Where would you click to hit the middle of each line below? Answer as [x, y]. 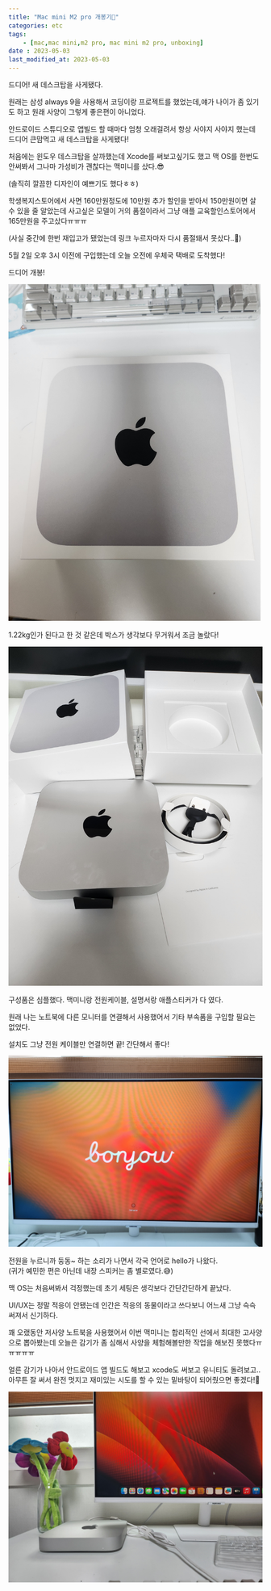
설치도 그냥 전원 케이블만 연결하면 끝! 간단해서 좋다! [89, 1044]
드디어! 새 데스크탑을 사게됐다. [56, 84]
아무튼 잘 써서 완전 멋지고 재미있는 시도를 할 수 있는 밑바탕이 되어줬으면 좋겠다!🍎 [134, 1379]
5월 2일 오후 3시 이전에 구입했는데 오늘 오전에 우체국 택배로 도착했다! [117, 255]
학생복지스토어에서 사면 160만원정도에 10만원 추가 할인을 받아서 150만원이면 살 [132, 201]
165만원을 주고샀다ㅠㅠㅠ [48, 221]
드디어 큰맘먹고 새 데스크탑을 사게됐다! [69, 139]
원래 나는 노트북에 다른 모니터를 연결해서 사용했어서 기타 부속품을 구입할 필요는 [132, 1017]
